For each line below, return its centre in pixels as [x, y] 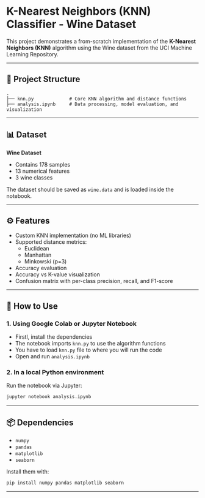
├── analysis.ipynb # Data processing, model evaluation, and [92, 104]
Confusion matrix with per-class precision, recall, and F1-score [94, 281]
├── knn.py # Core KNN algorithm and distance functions [97, 99]
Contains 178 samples [43, 164]
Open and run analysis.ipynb [52, 357]
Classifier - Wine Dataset [71, 24]
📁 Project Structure [43, 79]
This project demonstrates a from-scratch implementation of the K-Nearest [101, 41]
